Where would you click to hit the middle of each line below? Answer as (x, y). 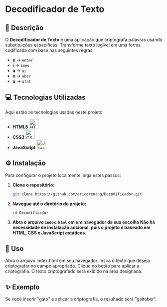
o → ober (22, 76)
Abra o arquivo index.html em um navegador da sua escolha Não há (84, 222)
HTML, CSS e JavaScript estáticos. (49, 233)
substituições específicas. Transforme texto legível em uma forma (73, 45)
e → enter (23, 60)
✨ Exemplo (22, 287)
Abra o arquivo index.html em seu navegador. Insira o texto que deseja (78, 260)
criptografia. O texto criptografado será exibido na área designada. (74, 271)
